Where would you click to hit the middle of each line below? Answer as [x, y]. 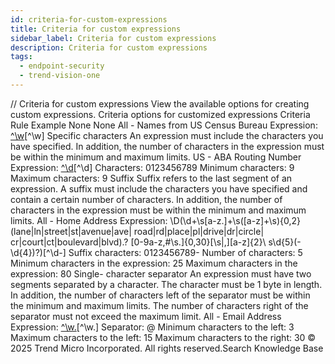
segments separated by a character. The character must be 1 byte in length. [166, 284]
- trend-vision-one [60, 76]
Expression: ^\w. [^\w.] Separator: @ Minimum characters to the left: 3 [152, 327]
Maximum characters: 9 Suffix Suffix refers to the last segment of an [151, 178]
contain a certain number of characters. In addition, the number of [146, 199]
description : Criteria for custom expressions [109, 47]
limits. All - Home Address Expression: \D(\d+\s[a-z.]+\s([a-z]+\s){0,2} [156, 220]
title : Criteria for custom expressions [96, 29]
